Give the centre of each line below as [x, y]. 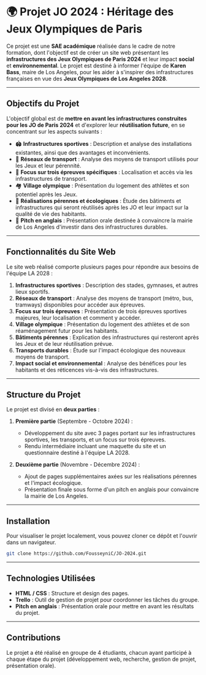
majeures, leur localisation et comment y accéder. [78, 318]
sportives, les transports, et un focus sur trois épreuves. [95, 440]
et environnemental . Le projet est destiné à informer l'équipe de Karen [96, 66]
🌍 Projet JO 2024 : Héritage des [90, 12]
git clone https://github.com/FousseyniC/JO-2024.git [77, 554]
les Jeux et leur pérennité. [48, 166]
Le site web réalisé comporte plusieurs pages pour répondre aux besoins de [103, 267]
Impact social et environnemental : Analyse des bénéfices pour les [101, 363]
